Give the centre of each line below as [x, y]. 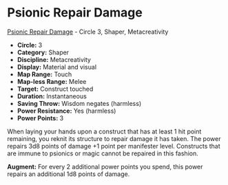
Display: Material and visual [57, 67]
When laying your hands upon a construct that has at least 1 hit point [104, 131]
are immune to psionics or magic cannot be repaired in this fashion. [103, 153]
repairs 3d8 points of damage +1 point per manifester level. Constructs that [114, 146]
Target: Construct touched [55, 89]
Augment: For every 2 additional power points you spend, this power [105, 166]
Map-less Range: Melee [52, 81]
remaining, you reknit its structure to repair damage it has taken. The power [114, 138]
